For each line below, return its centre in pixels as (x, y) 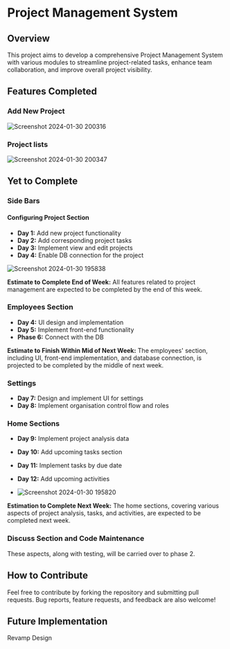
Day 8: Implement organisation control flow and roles (93, 406)
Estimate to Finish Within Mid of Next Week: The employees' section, (107, 350)
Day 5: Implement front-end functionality (76, 329)
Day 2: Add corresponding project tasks (74, 240)
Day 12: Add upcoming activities (63, 479)
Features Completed (52, 92)
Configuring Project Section (48, 217)
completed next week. (39, 521)
